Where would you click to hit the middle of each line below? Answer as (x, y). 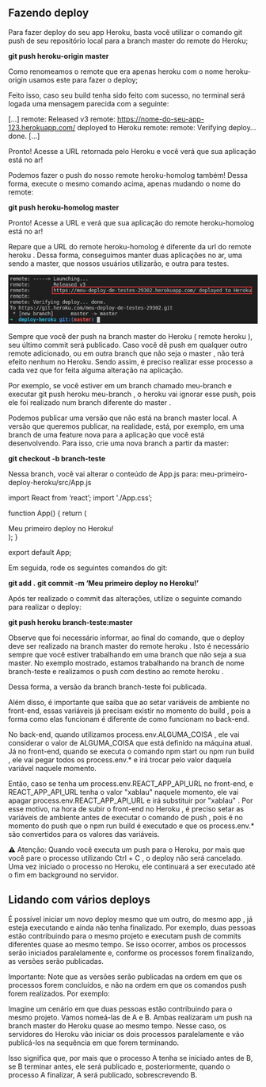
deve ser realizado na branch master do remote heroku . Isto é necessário (129, 646)
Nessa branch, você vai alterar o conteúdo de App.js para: (103, 474)
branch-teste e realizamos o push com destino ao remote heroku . (116, 671)
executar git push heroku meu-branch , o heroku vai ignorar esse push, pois (132, 394)
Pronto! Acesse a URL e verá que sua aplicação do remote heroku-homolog (131, 222)
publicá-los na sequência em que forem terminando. (94, 1043)
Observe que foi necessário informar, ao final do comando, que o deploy (127, 638)
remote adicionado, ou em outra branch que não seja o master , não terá (126, 353)
